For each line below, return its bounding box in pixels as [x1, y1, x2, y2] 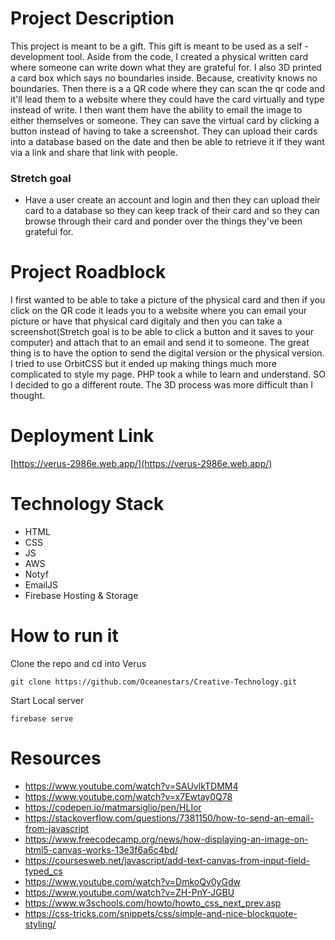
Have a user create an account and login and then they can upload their [24, 194, 321, 206]
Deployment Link [10, 425, 155, 447]
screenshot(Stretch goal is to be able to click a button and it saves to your [10, 326, 315, 338]
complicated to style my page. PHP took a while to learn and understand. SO [10, 368, 326, 381]
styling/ [24, 918, 57, 930]
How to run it [10, 625, 119, 647]
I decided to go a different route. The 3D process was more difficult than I [10, 379, 314, 391]
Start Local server [10, 694, 85, 706]
